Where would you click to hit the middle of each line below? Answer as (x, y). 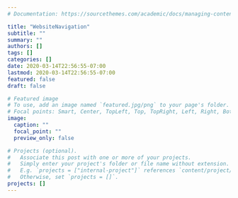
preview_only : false (44, 138)
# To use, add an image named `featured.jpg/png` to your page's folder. (119, 105)
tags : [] (20, 53)
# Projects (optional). (42, 151)
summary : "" (25, 40)
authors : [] (25, 47)
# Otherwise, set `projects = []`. (63, 177)
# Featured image (33, 99)
